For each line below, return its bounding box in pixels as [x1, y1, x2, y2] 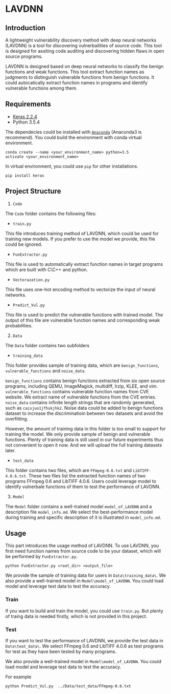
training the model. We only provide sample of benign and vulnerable [5, 431, 151, 437]
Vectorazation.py [12, 277, 50, 282]
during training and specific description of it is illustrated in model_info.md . [5, 514, 162, 520]
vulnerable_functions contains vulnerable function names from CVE [5, 388, 149, 394]
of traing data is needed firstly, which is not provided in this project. [5, 613, 148, 619]
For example [5, 674, 32, 680]
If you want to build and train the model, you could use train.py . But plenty [5, 607, 163, 614]
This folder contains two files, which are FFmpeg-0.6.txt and [5, 467, 132, 473]
